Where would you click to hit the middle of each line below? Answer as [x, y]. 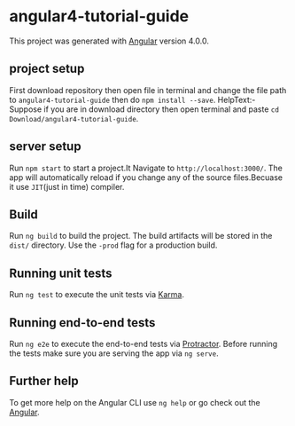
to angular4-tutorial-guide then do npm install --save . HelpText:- [132, 99]
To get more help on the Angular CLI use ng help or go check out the [135, 402]
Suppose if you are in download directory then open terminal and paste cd [144, 109]
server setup [45, 147]
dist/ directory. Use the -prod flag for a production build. [113, 245]
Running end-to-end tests [82, 323]
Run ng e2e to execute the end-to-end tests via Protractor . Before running [144, 344]
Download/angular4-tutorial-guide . [74, 118]
